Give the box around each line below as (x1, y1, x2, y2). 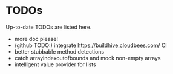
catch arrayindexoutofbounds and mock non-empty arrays (14, 54, 161, 61)
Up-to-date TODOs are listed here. (5, 23, 92, 31)
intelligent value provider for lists (14, 61, 96, 68)
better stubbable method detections (14, 48, 104, 55)
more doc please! (14, 35, 59, 42)
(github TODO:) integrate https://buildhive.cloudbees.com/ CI (14, 42, 167, 49)
